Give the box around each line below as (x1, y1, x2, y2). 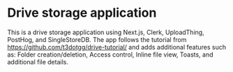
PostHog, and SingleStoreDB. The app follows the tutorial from (7, 35, 187, 43)
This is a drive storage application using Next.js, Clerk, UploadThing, (7, 28, 204, 36)
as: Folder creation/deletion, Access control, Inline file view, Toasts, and (7, 50, 214, 59)
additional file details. (7, 57, 68, 66)
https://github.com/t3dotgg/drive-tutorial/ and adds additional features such (7, 43, 227, 51)
